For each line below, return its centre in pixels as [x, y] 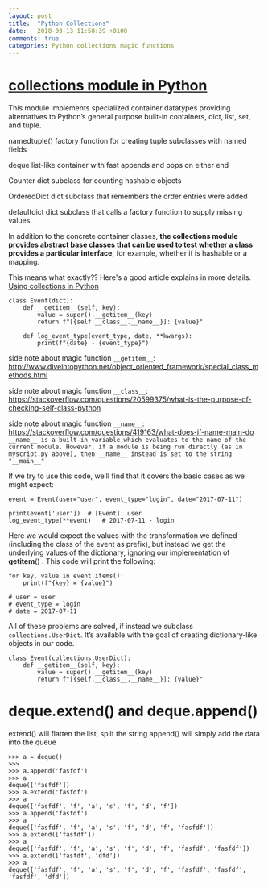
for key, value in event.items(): [66, 576]
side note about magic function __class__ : [78, 391]
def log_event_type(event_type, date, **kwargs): [108, 336]
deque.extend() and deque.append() [133, 711]
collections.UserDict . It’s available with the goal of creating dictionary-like [133, 635]
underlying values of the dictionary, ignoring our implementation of [120, 552]
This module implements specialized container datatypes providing [120, 108]
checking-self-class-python [55, 408]
